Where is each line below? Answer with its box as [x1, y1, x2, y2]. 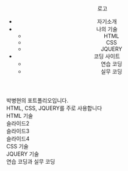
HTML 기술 [6, 112, 34, 119]
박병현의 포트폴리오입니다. [6, 97, 69, 104]
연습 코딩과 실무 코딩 [6, 158, 55, 165]
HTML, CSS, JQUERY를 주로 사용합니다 [6, 104, 102, 112]
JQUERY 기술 [6, 150, 40, 158]
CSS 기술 [6, 143, 29, 150]
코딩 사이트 [93, 53, 121, 60]
